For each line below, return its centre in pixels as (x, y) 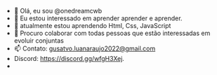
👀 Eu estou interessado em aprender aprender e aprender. (98, 18)
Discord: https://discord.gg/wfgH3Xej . (69, 59)
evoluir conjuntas (39, 41)
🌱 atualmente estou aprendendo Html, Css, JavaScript (92, 26)
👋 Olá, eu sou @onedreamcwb (58, 11)
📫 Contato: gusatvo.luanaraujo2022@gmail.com (85, 48)
